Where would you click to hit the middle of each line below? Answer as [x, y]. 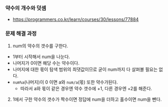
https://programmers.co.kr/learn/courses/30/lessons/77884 [76, 19]
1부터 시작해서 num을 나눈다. [41, 57]
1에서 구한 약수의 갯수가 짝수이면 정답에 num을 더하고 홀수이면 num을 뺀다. [87, 99]
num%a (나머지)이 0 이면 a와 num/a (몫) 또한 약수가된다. [65, 82]
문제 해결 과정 [21, 34]
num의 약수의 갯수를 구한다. [40, 46]
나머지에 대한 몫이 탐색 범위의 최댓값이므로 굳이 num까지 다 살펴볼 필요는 [85, 69]
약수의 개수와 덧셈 [26, 8]
